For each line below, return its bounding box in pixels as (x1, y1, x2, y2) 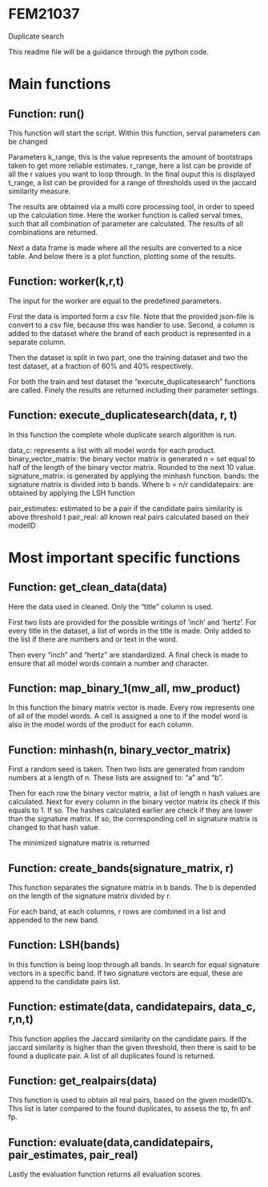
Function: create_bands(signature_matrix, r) (8, 861, 234, 875)
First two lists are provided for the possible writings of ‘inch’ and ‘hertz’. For (8, 617, 257, 626)
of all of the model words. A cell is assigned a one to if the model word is (8, 711, 248, 721)
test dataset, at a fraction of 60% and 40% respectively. (8, 361, 194, 371)
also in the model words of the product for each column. (8, 719, 194, 730)
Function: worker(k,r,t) (8, 274, 124, 289)
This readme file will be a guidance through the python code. (8, 47, 210, 56)
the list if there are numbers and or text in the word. (8, 634, 178, 644)
